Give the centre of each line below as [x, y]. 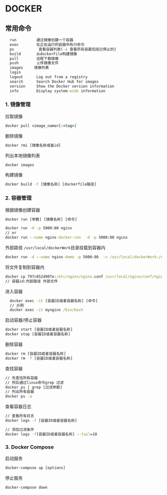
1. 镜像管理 [18, 104]
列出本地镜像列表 [23, 155]
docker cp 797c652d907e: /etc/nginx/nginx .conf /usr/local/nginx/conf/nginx [85, 277]
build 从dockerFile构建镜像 [43, 54]
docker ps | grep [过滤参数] [34, 387]
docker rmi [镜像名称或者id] [33, 145]
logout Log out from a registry [49, 77]
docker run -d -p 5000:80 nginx [39, 228]
